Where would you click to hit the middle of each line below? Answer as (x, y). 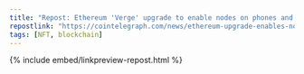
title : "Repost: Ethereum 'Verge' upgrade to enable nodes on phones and (152, 18)
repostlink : (32, 26)
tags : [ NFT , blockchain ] (56, 34)
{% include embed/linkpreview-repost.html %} (96, 60)
